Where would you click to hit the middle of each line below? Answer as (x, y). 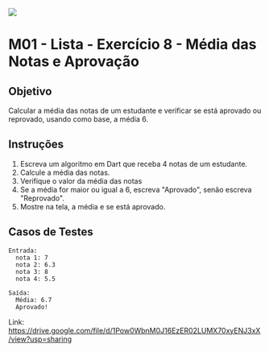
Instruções (36, 145)
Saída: (19, 293)
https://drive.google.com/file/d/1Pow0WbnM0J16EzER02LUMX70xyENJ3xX (134, 330)
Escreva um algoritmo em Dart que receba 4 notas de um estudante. (134, 164)
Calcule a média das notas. (65, 172)
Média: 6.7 (34, 300)
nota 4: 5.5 (36, 279)
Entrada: (23, 251)
